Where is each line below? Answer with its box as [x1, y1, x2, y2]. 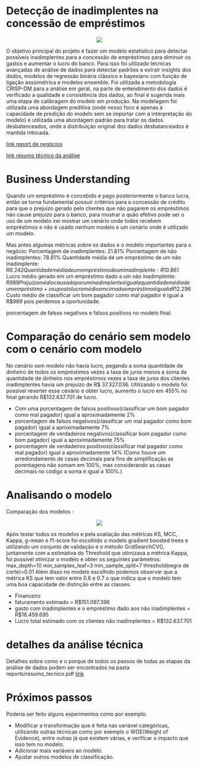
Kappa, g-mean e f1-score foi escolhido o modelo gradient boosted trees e [6, 537, 189, 544]
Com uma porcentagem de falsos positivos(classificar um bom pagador [14, 405, 189, 412]
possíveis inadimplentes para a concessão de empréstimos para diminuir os [6, 53, 191, 60]
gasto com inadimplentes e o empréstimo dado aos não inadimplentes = [14, 605, 191, 612]
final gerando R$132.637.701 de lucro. [6, 393, 98, 400]
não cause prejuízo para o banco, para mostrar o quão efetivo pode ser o [6, 211, 184, 218]
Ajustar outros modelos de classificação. [14, 753, 114, 760]
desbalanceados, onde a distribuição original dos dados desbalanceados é [6, 122, 189, 129]
